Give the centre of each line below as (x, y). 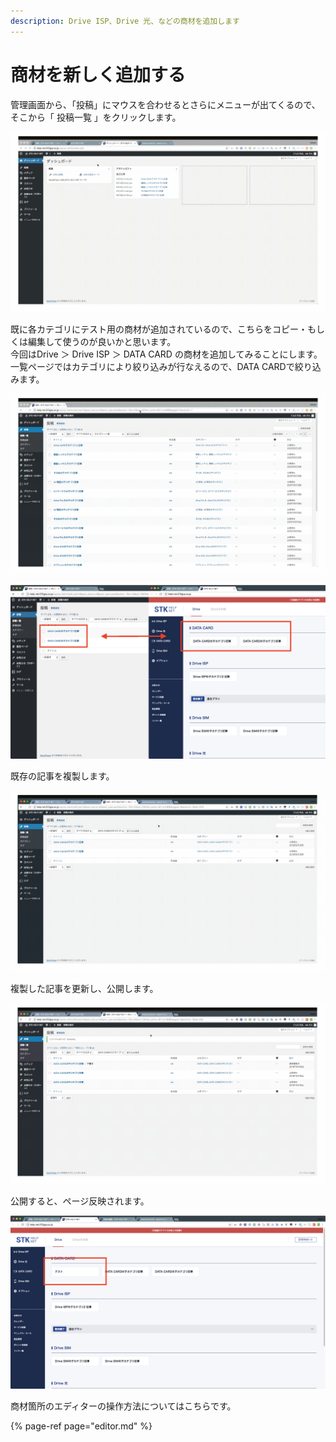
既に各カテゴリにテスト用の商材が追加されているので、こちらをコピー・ (159, 329)
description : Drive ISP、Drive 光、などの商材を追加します (125, 21)
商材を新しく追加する (98, 74)
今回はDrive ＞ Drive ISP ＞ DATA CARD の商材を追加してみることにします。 (166, 354)
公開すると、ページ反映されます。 (80, 1201)
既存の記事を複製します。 (62, 776)
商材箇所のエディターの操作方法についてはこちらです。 (123, 1406)
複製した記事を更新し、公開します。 (84, 988)
